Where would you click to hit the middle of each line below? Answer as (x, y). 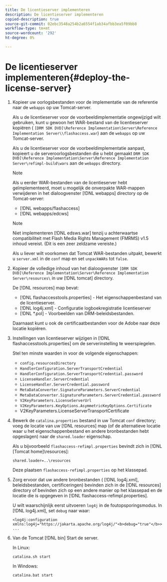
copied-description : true (32, 19)
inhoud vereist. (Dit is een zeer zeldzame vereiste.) (65, 243)
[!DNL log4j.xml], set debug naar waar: (51, 510)
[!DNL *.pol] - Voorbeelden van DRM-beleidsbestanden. (77, 313)
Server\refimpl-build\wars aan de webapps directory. (67, 163)
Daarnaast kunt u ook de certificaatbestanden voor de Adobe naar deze (86, 323)
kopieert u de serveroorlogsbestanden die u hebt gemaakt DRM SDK (81, 153)
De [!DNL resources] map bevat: (45, 287)
